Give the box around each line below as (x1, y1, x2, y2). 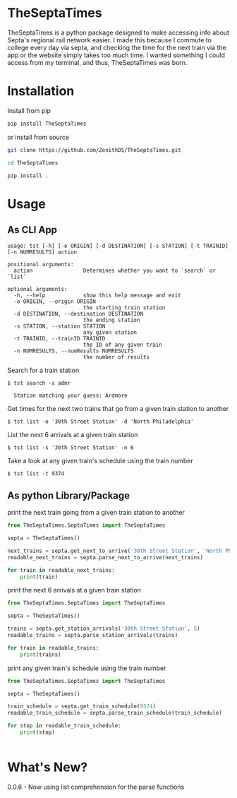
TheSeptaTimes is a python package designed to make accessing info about (7, 28, 229, 37)
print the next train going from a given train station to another (7, 508, 186, 517)
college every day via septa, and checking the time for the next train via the (7, 43, 227, 52)
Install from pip (7, 106, 51, 114)
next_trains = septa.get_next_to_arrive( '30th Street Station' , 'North (7, 547, 222, 554)
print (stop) (20, 729, 55, 736)
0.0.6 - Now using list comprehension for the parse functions (7, 782, 185, 791)
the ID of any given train (83, 341, 162, 349)
